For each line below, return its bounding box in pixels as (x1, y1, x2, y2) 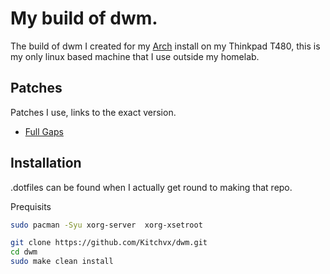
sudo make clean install (10, 257, 114, 267)
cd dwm (10, 247, 38, 257)
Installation (10, 155, 82, 172)
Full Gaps (24, 125, 64, 137)
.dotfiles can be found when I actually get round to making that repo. (10, 181, 293, 193)
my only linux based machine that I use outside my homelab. (10, 50, 260, 62)
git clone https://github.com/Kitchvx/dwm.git (10, 238, 208, 248)
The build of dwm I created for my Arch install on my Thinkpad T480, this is (10, 40, 321, 52)
